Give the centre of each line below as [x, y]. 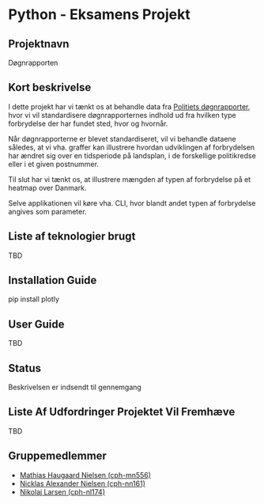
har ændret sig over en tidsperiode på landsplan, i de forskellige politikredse [132, 155]
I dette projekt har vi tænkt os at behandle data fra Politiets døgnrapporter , [129, 106]
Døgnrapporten [33, 63]
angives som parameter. [47, 211]
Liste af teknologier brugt [72, 236]
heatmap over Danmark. [47, 188]
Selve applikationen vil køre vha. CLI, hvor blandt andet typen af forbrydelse [132, 203]
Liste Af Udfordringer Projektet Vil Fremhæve [122, 412]
